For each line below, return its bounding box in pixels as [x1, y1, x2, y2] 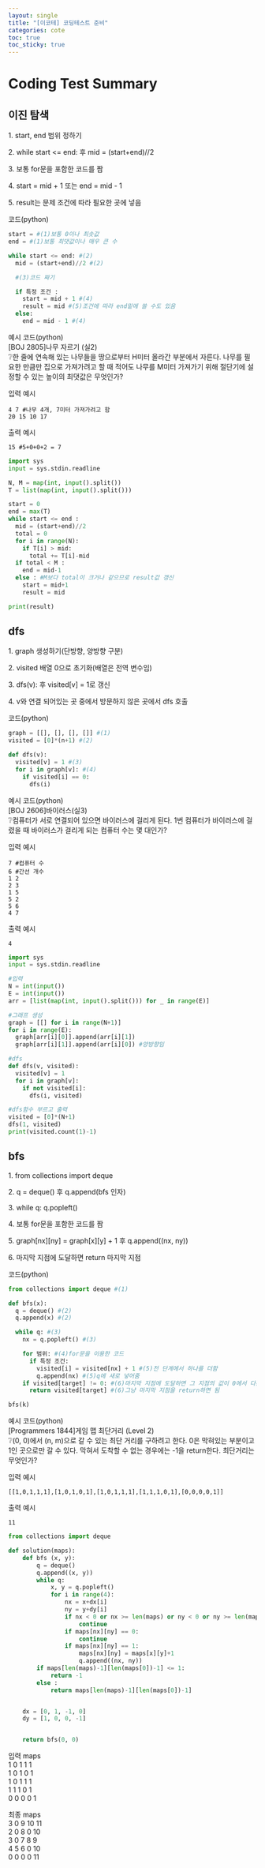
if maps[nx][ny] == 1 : [64, 1642, 140, 1650]
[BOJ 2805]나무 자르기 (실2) [8, 342, 98, 351]
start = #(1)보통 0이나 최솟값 [8, 231, 99, 238]
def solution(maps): [8, 1547, 77, 1555]
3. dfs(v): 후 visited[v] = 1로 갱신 [8, 680, 110, 689]
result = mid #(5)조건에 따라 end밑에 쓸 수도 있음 [22, 302, 176, 310]
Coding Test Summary [8, 75, 158, 93]
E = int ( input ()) [8, 990, 65, 998]
